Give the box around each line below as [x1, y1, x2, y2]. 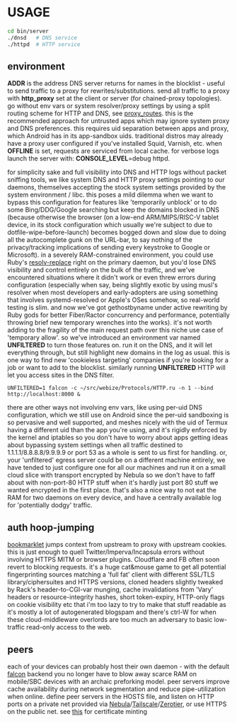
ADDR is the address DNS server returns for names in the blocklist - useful [7, 79, 225, 88]
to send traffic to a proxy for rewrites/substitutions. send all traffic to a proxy [7, 86, 230, 96]
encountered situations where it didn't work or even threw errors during [7, 273, 216, 282]
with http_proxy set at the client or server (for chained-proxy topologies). [7, 94, 222, 103]
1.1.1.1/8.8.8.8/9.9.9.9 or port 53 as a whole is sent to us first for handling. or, [7, 449, 228, 457]
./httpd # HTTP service [7, 40, 81, 48]
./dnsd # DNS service [7, 34, 78, 41]
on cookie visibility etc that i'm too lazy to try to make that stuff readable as [7, 601, 226, 609]
